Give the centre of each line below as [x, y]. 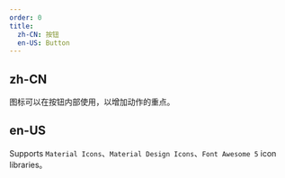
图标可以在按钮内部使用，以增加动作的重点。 [92, 102]
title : [22, 26]
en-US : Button [44, 43]
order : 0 [26, 18]
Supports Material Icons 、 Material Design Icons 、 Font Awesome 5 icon [143, 153]
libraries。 [28, 165]
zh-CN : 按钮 [39, 34]
